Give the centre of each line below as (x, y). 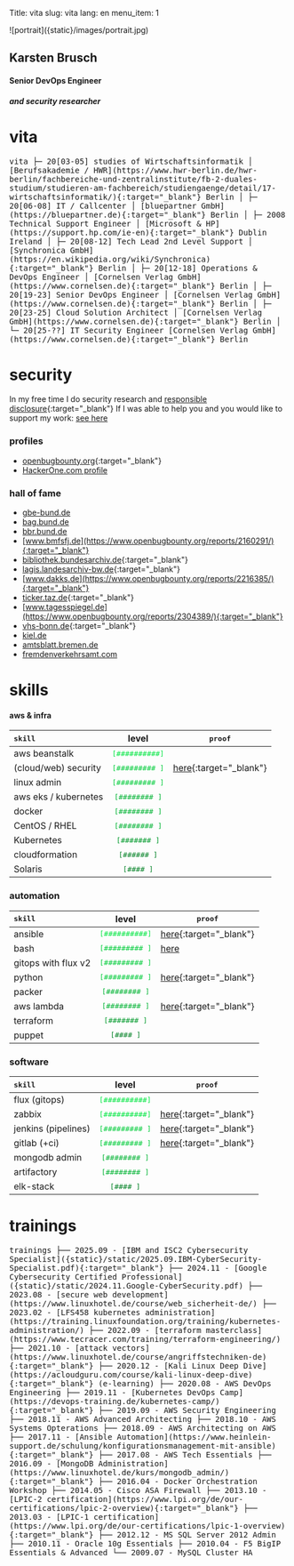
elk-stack (34, 1186)
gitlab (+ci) (36, 1144)
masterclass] (234, 1330)
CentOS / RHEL (45, 826)
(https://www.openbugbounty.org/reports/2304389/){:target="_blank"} (152, 616)
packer (28, 992)
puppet (29, 1035)
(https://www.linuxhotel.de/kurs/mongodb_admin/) (119, 1472)
